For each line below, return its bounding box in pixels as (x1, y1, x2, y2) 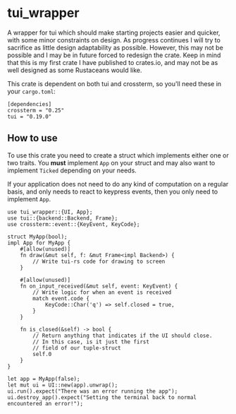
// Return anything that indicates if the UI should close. (32, 332, 213, 339)
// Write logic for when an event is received (32, 288, 172, 296)
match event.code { (32, 295, 90, 302)
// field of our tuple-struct (32, 344, 121, 351)
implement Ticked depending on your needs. (7, 166, 137, 175)
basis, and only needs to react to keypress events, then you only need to (7, 187, 218, 196)
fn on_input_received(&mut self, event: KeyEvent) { (20, 283, 178, 290)
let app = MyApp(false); (7, 375, 80, 382)
